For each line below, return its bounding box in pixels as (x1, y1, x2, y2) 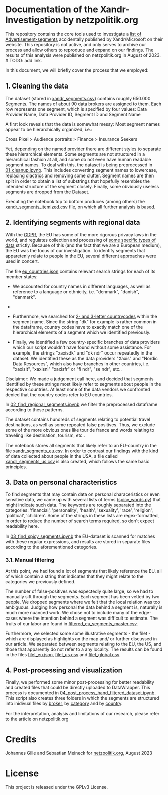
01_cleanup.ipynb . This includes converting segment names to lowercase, (5, 167, 158, 173)
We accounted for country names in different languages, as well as (12, 283, 151, 289)
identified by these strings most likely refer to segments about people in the (5, 381, 161, 387)
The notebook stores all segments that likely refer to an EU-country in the (5, 442, 157, 448)
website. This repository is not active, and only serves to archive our (5, 41, 146, 47)
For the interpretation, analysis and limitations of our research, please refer (5, 711, 160, 717)
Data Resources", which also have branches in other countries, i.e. (12, 361, 150, 367)
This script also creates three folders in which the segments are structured (5, 695, 159, 701)
